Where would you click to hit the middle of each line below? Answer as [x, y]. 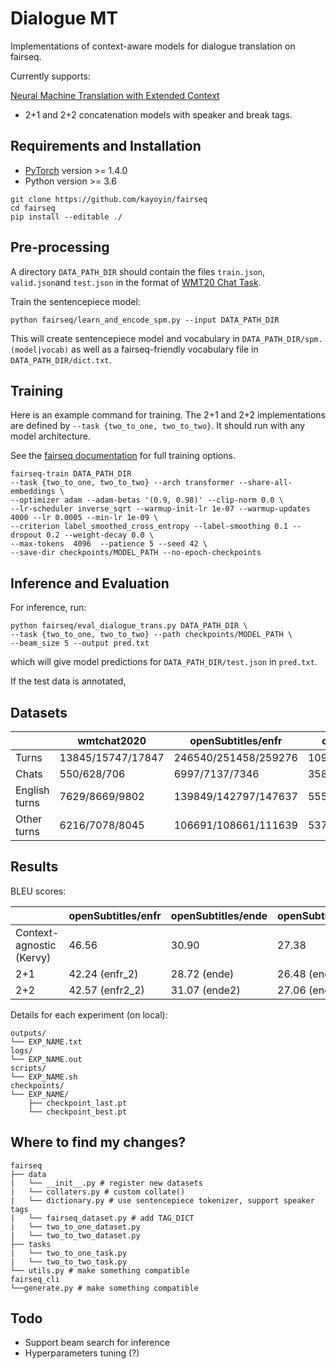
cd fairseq [33, 208]
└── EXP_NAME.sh [44, 1077]
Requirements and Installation [106, 146]
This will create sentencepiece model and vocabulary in [125, 338]
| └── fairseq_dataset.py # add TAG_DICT [102, 1218]
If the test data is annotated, [68, 681]
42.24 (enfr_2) [103, 974]
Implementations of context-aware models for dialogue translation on [153, 46]
